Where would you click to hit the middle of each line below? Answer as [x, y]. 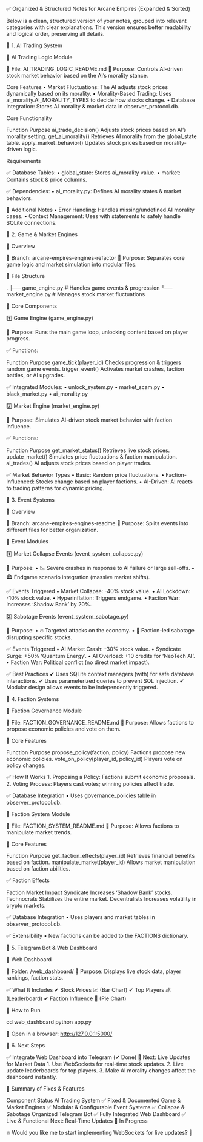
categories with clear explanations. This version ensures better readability [99, 27]
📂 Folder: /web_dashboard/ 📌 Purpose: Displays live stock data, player [94, 971]
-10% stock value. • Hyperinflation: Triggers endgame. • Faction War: [93, 598]
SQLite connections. [32, 223]
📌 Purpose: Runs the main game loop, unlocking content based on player [97, 332]
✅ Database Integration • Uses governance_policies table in [81, 795]
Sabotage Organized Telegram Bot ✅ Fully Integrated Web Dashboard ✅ [96, 1114]
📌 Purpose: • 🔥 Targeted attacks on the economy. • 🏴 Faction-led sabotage [101, 630]
